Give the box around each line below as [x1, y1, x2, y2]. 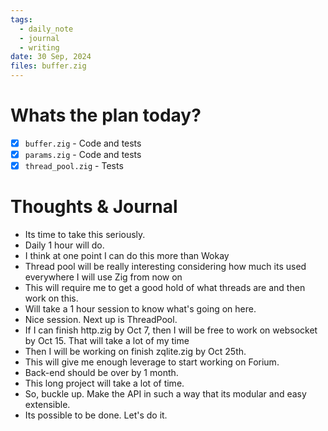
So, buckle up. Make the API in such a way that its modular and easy [24, 388, 307, 400]
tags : [10, 14, 33, 25]
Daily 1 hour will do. [24, 239, 105, 251]
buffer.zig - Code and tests [24, 137, 142, 149]
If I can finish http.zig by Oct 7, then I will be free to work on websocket [24, 324, 318, 336]
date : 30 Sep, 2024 [10, 52, 92, 62]
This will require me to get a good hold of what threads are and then [24, 282, 306, 294]
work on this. [24, 292, 79, 305]
